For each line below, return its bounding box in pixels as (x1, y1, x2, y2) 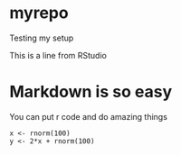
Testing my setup (9, 32, 74, 43)
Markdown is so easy (9, 82, 173, 102)
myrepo (9, 3, 70, 23)
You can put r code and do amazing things (9, 111, 167, 122)
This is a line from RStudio (9, 50, 107, 60)
